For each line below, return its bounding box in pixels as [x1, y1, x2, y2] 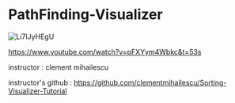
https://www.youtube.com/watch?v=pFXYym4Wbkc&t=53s [8, 47, 202, 56]
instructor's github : [8, 78, 73, 87]
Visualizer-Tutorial [8, 86, 67, 96]
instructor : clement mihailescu [8, 62, 109, 72]
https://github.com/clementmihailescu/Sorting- [74, 78, 227, 87]
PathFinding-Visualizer [8, 6, 164, 24]
